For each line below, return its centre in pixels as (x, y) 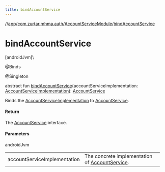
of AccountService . (107, 162)
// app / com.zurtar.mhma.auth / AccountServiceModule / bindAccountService (80, 24)
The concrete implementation (118, 156)
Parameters (17, 134)
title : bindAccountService (33, 10)
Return (12, 112)
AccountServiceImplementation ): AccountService (55, 91)
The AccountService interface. (36, 122)
